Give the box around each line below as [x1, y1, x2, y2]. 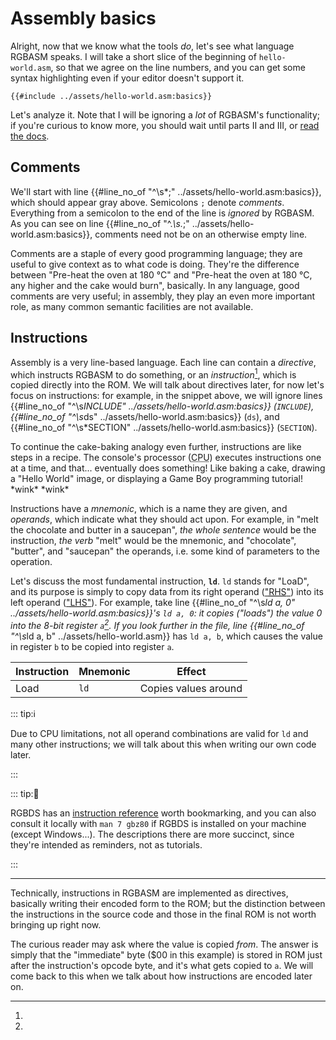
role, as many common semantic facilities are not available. [10, 300, 254, 312]
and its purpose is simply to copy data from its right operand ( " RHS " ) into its [10, 586, 324, 598]
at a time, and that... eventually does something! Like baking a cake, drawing [10, 462, 326, 474]
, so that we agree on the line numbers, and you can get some [50, 61, 306, 73]
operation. [10, 556, 53, 568]
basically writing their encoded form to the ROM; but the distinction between [10, 897, 326, 909]
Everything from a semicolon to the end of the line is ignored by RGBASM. [10, 207, 315, 219]
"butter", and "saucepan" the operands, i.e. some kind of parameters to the [10, 545, 320, 557]
